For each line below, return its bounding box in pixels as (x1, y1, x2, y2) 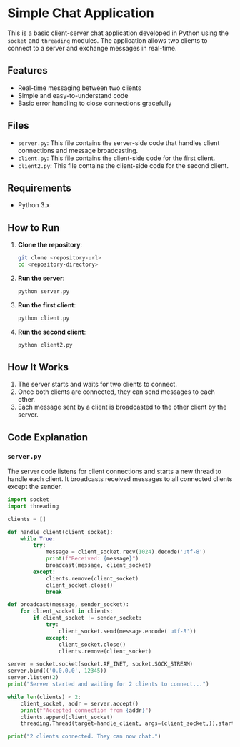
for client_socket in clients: (20, 608, 114, 615)
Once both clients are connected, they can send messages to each (17, 387, 216, 396)
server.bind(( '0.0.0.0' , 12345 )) (7, 667, 107, 675)
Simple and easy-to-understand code (17, 91, 129, 99)
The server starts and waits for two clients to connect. (17, 380, 177, 389)
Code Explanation (7, 431, 88, 443)
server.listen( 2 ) (7, 674, 59, 681)
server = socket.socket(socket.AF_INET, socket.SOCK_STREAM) (7, 661, 194, 668)
